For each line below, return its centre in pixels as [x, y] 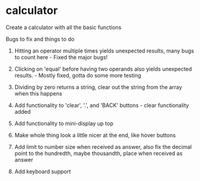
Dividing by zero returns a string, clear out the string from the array [98, 87]
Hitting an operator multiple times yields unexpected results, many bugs [104, 51]
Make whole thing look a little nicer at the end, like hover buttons [95, 135]
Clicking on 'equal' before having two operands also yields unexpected [103, 69]
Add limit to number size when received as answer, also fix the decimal [103, 146]
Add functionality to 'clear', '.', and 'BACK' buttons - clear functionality [102, 105]
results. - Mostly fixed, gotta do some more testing [78, 75]
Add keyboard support [42, 171]
